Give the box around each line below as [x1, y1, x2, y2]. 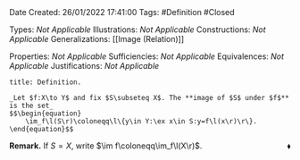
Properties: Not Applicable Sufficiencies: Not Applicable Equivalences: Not [9, 51, 284, 62]
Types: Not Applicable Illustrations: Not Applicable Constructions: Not [9, 24, 266, 35]
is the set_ [9, 101, 54, 110]
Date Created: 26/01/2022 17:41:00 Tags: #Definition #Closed [9, 7, 235, 17]
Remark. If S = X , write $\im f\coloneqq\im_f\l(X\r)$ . [9, 140, 203, 151]
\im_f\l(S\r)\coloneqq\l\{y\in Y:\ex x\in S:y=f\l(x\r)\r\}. [25, 117, 257, 126]
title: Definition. [9, 78, 82, 87]
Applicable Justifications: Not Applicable [9, 61, 160, 71]
